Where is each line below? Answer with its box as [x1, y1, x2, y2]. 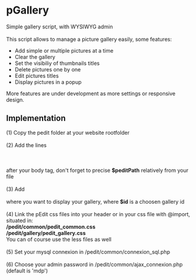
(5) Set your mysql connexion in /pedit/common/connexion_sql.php [6, 248, 171, 255]
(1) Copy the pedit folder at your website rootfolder [6, 129, 130, 136]
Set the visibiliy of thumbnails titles [14, 60, 100, 67]
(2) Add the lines [6, 141, 47, 148]
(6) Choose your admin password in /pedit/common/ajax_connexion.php [6, 261, 183, 268]
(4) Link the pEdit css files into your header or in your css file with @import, [6, 210, 191, 217]
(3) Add [6, 185, 25, 193]
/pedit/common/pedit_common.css [6, 223, 96, 230]
